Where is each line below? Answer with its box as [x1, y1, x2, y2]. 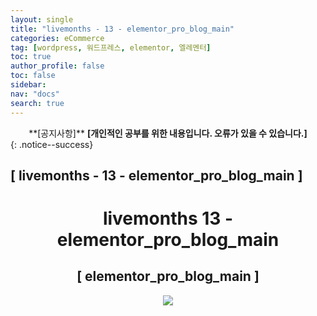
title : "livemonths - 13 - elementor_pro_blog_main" [10, 24, 235, 34]
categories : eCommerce [10, 33, 105, 43]
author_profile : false [10, 61, 105, 71]
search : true [10, 98, 65, 108]
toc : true [10, 52, 52, 62]
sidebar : [10, 80, 47, 90]
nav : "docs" [10, 89, 60, 99]
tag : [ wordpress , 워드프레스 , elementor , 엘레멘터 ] [10, 42, 212, 53]
